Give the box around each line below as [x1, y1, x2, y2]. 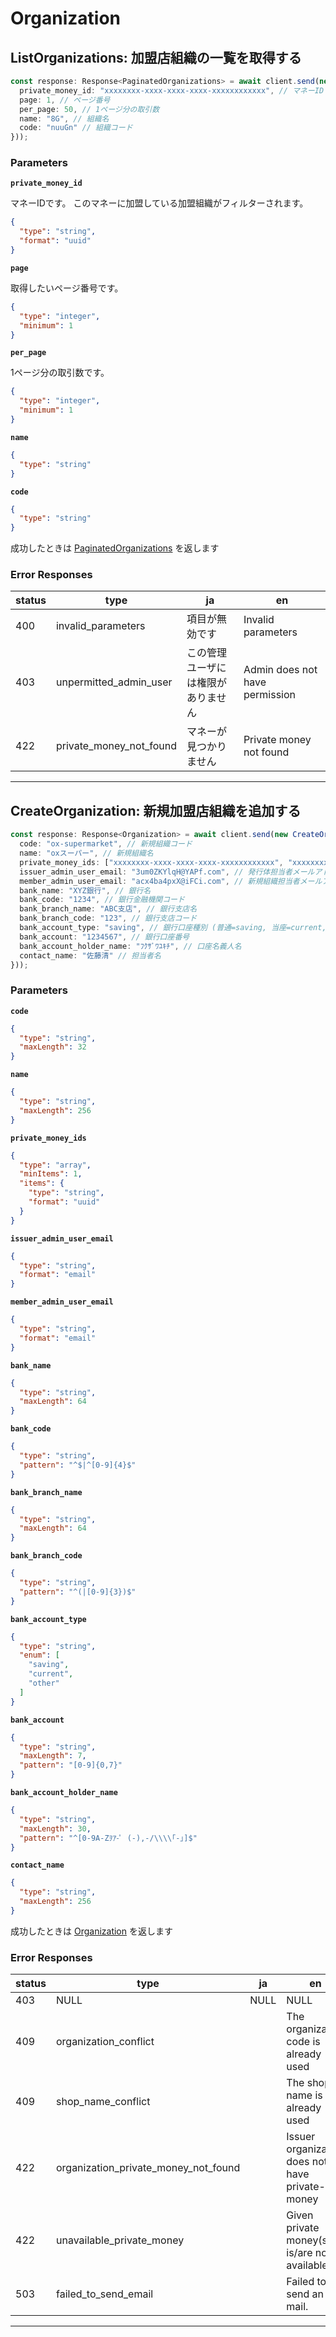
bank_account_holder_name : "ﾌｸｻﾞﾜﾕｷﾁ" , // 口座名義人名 [19, 941, 242, 951]
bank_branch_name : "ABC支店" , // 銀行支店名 [19, 904, 198, 914]
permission [243, 688, 296, 702]
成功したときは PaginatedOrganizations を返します [10, 542, 220, 554]
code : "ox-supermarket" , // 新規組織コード [19, 839, 193, 849]
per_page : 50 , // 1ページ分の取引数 [19, 104, 160, 114]
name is [286, 2088, 323, 2102]
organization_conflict [55, 2035, 155, 2049]
